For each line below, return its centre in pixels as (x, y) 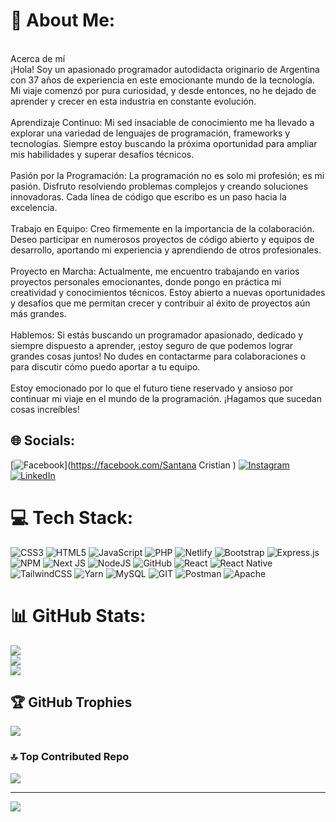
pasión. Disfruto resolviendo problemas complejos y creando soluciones (159, 186)
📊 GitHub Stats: (78, 615)
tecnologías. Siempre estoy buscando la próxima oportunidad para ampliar (164, 143)
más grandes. (38, 313)
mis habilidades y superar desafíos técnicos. (102, 154)
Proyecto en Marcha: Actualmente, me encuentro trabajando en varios (155, 271)
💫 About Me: (63, 20)
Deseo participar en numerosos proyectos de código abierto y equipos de (162, 239)
